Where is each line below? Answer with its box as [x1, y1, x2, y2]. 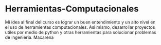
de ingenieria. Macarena [5, 34, 54, 40]
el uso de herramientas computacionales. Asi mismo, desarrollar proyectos [5, 24, 155, 30]
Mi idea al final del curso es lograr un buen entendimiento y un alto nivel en [5, 19, 156, 25]
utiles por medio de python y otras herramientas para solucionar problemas [5, 29, 157, 35]
